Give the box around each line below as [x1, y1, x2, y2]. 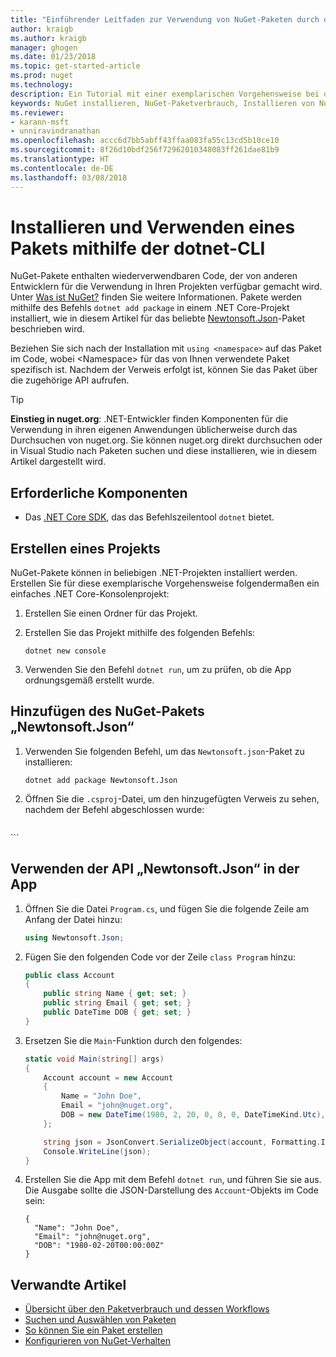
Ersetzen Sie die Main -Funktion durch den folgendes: [24, 1034, 243, 1046]
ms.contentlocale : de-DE [10, 163, 114, 173]
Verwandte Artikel [10, 1276, 127, 1293]
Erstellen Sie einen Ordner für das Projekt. [24, 607, 198, 620]
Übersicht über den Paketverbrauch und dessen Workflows [24, 1303, 270, 1315]
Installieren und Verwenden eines [10, 216, 296, 238]
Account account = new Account [43, 1072, 174, 1083]
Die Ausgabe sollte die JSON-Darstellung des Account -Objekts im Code [24, 1184, 319, 1196]
